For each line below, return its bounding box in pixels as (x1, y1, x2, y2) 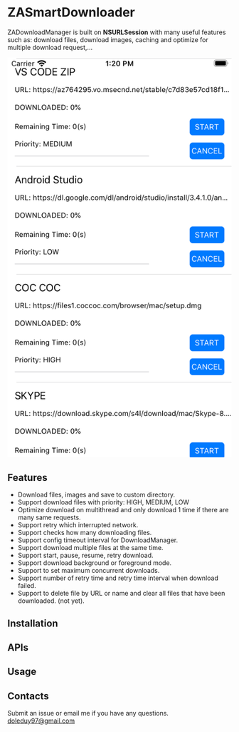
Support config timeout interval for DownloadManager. (17, 536, 179, 544)
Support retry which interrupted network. (17, 521, 139, 529)
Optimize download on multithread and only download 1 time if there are (17, 506, 229, 514)
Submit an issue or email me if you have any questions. (7, 709, 169, 718)
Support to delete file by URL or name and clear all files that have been (17, 589, 225, 598)
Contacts (7, 690, 50, 702)
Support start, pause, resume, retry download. (17, 551, 154, 560)
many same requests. (17, 513, 81, 522)
